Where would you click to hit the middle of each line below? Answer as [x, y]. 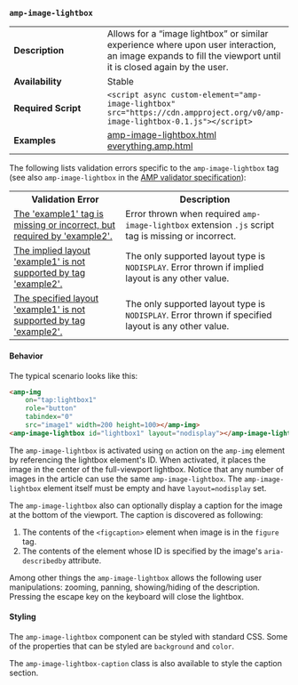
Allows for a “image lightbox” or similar [188, 34]
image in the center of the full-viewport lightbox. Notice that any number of [146, 469]
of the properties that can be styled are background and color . [122, 646]
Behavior [26, 356]
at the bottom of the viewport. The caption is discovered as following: [136, 514]
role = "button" [51, 408]
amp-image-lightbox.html [162, 135]
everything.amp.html [150, 146]
